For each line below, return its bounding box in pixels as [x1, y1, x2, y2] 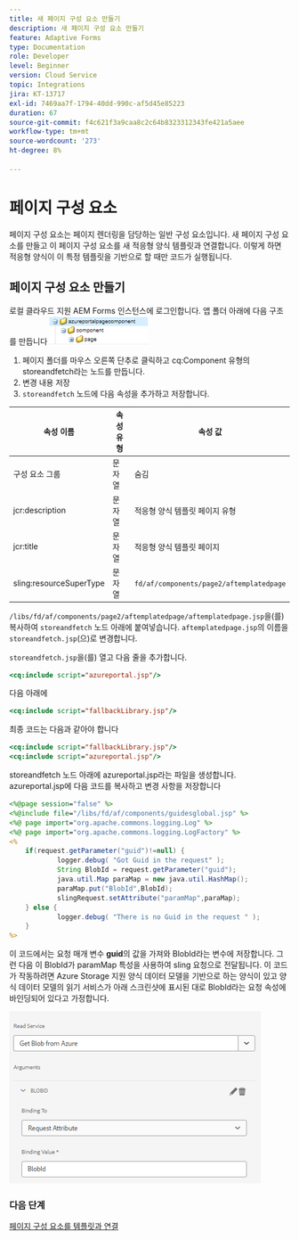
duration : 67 [9, 108, 58, 118]
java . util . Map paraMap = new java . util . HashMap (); [56, 875, 249, 883]
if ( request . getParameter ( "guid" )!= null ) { [25, 847, 185, 856]
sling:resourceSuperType [12, 578, 105, 588]
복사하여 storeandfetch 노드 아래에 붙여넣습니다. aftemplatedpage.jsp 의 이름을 [9, 621, 289, 632]
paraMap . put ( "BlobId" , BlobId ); [56, 883, 174, 893]
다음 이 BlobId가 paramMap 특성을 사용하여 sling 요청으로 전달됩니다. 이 [18, 959, 271, 971]
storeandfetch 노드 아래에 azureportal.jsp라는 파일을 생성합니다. [9, 769, 237, 780]
